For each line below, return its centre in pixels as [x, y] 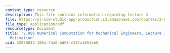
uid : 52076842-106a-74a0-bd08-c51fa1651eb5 [52, 43]
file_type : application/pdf [35, 24]
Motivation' [23, 38]
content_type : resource [30, 10]
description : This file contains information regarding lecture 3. [78, 15]
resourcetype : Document [30, 29]
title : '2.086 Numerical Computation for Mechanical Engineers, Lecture [83, 33]
